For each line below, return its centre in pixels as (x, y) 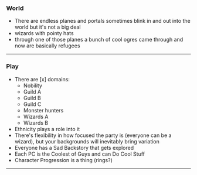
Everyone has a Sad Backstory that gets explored (74, 147)
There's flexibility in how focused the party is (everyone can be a (93, 135)
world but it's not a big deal (47, 27)
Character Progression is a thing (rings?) (64, 160)
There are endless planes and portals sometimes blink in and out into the (102, 21)
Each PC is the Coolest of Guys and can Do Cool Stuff (80, 154)
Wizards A (36, 116)
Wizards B (36, 123)
